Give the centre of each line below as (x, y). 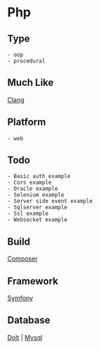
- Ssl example (28, 214)
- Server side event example (50, 201)
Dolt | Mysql (25, 337)
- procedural (26, 61)
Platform (27, 122)
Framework (33, 281)
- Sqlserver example (38, 207)
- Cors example (30, 183)
